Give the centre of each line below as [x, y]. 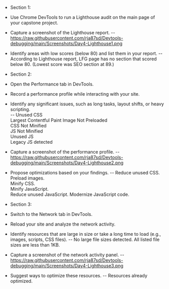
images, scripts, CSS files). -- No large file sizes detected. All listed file [85, 239]
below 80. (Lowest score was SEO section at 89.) [62, 64]
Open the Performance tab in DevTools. [52, 84]
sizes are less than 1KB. [35, 245]
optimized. [21, 281]
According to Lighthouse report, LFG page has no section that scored [83, 59]
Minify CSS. [23, 183]
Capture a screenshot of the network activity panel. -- [67, 255]
